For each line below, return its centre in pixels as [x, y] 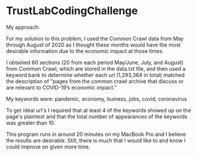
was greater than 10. [31, 122]
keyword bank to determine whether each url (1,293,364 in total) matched [96, 75]
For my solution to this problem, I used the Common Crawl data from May [95, 38]
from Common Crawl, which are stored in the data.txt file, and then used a [96, 68]
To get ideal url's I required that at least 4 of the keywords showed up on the [98, 110]
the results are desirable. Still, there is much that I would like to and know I [96, 140]
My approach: [23, 27]
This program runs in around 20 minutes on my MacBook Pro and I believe [96, 134]
